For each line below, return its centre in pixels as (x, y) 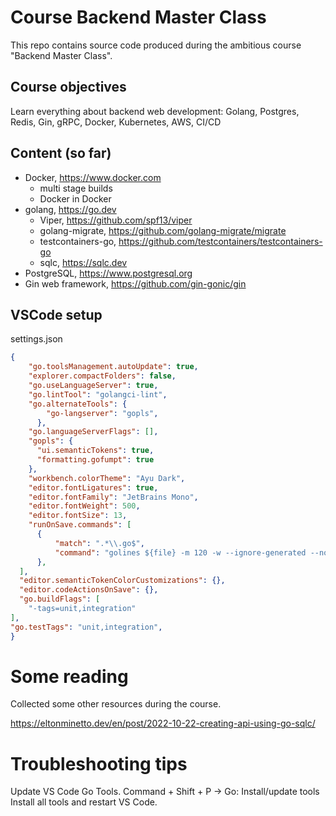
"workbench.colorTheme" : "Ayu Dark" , (107, 478)
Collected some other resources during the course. (116, 704)
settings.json (36, 339)
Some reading (69, 676)
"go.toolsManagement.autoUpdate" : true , (113, 367)
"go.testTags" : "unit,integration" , (86, 627)
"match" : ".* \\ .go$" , (99, 543)
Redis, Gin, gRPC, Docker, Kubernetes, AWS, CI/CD (116, 122)
